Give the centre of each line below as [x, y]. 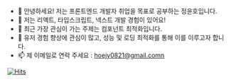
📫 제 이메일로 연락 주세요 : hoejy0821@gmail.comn [91, 55]
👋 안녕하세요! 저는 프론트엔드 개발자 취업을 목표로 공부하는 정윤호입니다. [117, 11]
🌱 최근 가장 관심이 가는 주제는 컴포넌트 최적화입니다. [90, 29]
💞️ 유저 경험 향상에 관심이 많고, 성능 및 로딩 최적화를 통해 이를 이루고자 [114, 37]
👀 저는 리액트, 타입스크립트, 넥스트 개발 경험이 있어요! [91, 20]
